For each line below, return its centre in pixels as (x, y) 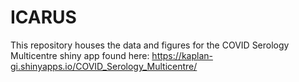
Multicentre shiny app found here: (80, 55)
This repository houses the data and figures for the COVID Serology (150, 45)
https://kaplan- (182, 55)
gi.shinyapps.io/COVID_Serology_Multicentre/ (104, 66)
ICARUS (43, 17)
